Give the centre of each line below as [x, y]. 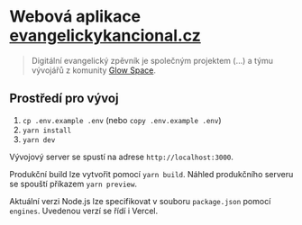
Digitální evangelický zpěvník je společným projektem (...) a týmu [152, 60]
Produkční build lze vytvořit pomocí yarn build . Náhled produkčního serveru [151, 174]
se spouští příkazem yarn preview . [73, 184]
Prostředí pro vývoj [64, 99]
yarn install [47, 130]
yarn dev [39, 140]
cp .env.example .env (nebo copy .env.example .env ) [122, 120]
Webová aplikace [75, 17]
